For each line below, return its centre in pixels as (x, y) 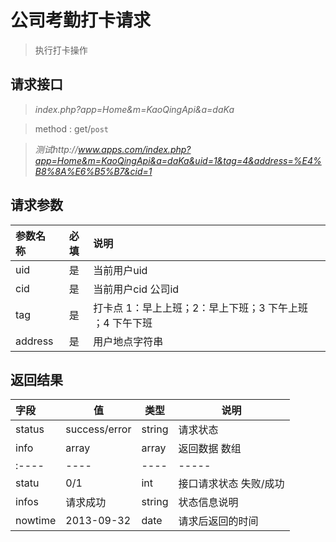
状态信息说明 (208, 503)
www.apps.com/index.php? (134, 149)
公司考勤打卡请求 (81, 20)
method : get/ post (71, 128)
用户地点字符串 (128, 341)
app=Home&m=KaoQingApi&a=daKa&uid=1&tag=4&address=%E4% (178, 160)
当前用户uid (120, 270)
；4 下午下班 (123, 323)
